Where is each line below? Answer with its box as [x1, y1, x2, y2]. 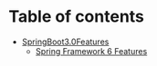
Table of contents [8, 6, 145, 27]
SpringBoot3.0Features [21, 36, 110, 47]
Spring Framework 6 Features [35, 45, 148, 56]
